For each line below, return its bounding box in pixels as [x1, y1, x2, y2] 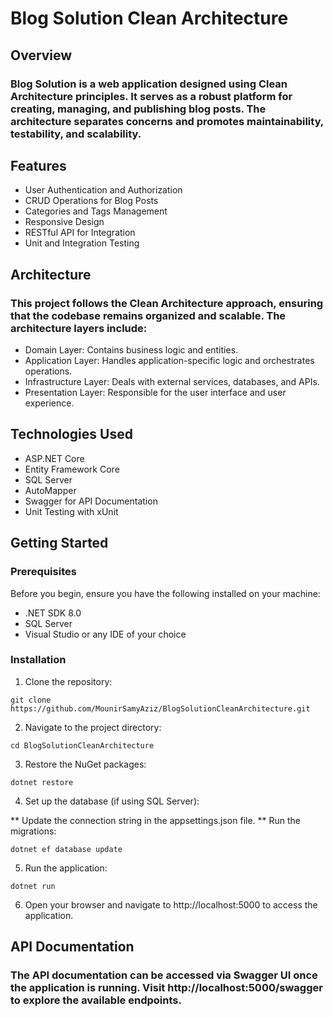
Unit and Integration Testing [24, 237, 140, 249]
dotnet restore [10, 777, 74, 787]
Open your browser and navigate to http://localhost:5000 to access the [24, 898, 318, 911]
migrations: [10, 825, 57, 837]
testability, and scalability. [10, 127, 142, 141]
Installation [10, 653, 67, 667]
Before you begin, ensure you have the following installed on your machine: [10, 587, 321, 599]
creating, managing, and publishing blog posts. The [10, 102, 267, 116]
